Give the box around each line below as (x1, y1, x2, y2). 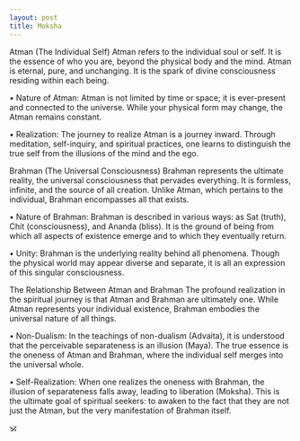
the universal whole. (9, 358, 84, 369)
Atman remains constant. (9, 111, 102, 122)
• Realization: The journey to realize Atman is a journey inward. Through (9, 128, 276, 139)
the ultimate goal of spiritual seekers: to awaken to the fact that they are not (9, 395, 290, 406)
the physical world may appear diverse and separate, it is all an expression (9, 257, 286, 268)
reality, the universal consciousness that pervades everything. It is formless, (9, 174, 292, 185)
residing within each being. (9, 75, 110, 85)
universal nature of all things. (9, 313, 117, 323)
